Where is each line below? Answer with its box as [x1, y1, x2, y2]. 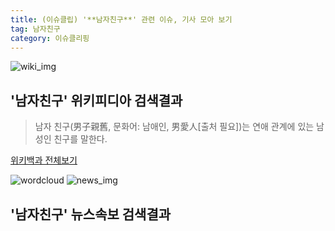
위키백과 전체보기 [10, 154, 78, 166]
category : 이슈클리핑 [10, 33, 90, 43]
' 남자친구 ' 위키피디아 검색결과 [10, 92, 183, 109]
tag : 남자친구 [10, 24, 61, 34]
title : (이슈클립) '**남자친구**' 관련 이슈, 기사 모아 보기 [10, 14, 233, 25]
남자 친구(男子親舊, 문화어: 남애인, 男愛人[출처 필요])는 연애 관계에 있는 [34, 121, 315, 133]
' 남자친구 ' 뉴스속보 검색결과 [10, 206, 172, 223]
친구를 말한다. [53, 133, 108, 145]
